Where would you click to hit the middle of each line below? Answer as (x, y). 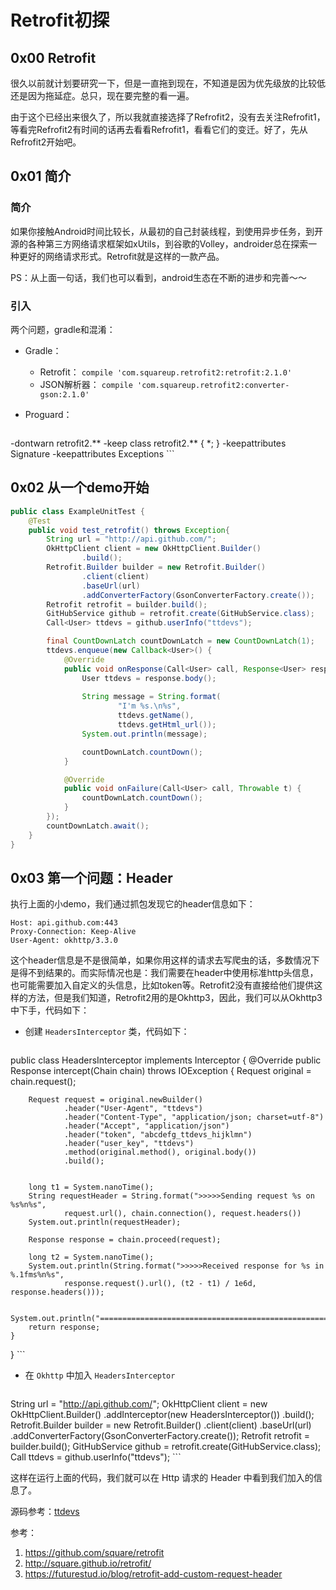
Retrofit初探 (60, 20)
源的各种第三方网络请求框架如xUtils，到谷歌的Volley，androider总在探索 (159, 243)
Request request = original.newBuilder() (115, 1100)
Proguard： (48, 414)
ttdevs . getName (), (156, 716)
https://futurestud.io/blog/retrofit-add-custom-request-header (153, 1574)
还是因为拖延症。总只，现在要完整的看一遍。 (102, 95)
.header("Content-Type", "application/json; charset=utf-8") (194, 1117)
